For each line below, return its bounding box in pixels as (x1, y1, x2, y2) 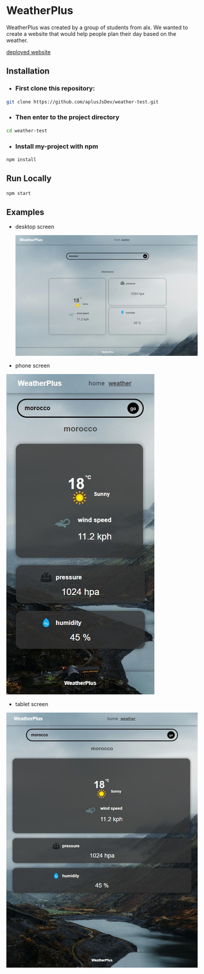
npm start (6, 190, 32, 196)
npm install (6, 156, 36, 163)
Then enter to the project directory (15, 113, 120, 121)
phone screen (15, 362, 50, 369)
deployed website (6, 48, 51, 55)
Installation (6, 66, 50, 77)
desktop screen (15, 223, 55, 231)
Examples (6, 207, 44, 217)
